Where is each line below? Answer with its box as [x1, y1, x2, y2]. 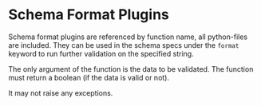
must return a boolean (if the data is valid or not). [8, 73, 170, 82]
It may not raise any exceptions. [8, 88, 113, 97]
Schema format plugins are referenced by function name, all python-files [8, 32, 248, 41]
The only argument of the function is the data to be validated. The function [8, 64, 254, 73]
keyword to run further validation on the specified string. [8, 49, 194, 58]
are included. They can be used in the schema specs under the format [8, 40, 239, 49]
